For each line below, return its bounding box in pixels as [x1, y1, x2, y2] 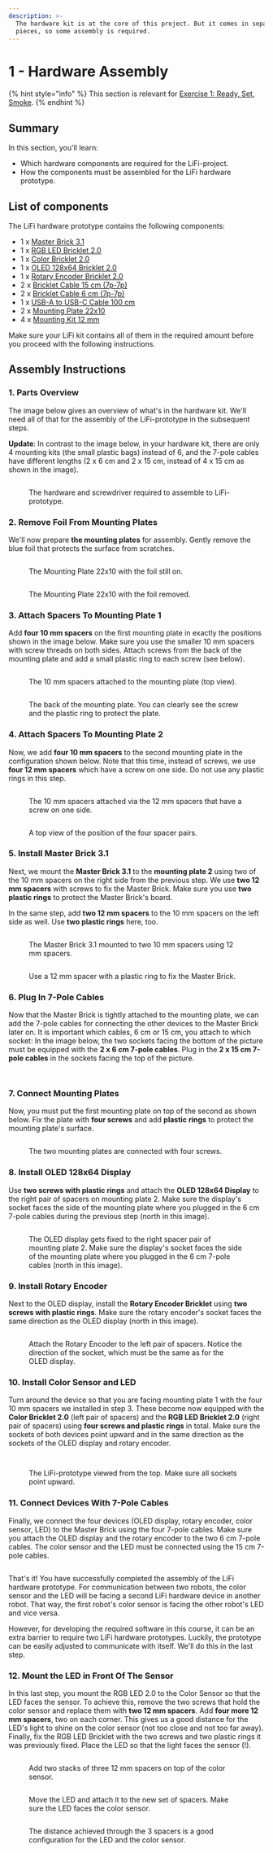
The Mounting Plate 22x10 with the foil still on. [28, 566, 183, 576]
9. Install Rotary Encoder [8, 1280, 108, 1291]
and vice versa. [8, 1608, 60, 1618]
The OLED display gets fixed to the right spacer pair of [28, 1234, 211, 1243]
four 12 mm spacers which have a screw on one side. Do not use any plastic [8, 764, 265, 774]
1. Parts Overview [8, 387, 80, 399]
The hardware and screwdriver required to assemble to [28, 487, 214, 497]
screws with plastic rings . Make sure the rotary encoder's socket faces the [8, 1308, 262, 1317]
